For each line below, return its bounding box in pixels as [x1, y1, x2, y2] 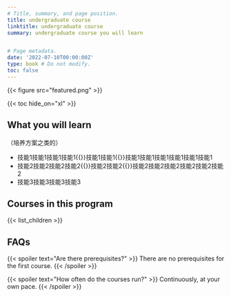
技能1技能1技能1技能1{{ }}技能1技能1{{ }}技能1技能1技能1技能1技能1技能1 [17, 153, 212, 161]
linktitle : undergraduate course [7, 23, 103, 30]
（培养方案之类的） [7, 139, 62, 147]
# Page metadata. [7, 48, 57, 55]
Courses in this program [7, 198, 114, 209]
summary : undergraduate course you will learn [7, 29, 143, 37]
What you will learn [7, 119, 92, 131]
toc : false [7, 67, 39, 74]
